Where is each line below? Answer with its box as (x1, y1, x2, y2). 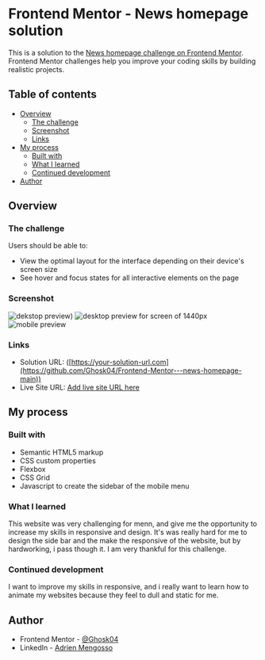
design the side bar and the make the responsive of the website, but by (8, 536, 241, 546)
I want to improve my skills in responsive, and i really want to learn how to (8, 582, 249, 592)
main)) (19, 374, 41, 384)
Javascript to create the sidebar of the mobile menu (19, 481, 190, 490)
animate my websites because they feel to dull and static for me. (8, 590, 219, 600)
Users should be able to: (8, 241, 89, 251)
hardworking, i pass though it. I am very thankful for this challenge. (8, 544, 227, 554)
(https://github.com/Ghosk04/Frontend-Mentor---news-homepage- (19, 366, 242, 375)
